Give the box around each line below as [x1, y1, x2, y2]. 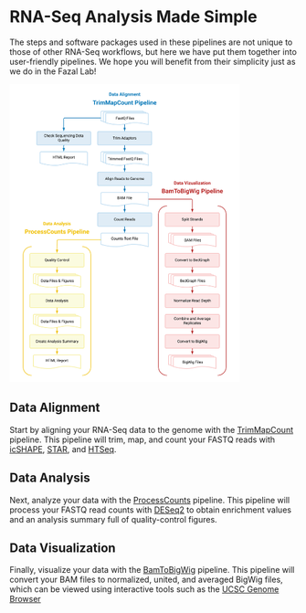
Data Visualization [9, 540, 116, 555]
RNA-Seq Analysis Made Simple [9, 6, 258, 27]
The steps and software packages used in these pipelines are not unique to [9, 37, 293, 48]
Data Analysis [9, 470, 91, 486]
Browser [9, 594, 41, 605]
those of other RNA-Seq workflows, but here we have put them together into [9, 46, 297, 57]
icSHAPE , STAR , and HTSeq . [9, 443, 117, 454]
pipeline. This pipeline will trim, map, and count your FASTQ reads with [9, 434, 276, 445]
